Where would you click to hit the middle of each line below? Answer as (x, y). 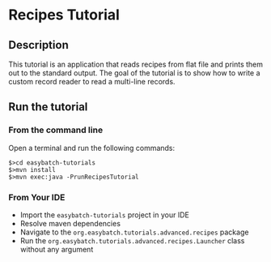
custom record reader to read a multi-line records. (92, 82)
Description (38, 45)
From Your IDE (37, 197)
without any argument (57, 249)
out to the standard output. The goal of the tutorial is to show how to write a (134, 73)
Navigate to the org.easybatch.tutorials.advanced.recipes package (134, 232)
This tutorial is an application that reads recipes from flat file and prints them (136, 64)
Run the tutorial (48, 107)
